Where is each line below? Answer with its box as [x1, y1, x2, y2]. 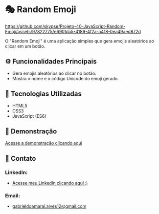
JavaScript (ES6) [12, 113, 46, 119]
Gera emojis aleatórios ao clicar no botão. [12, 70, 96, 76]
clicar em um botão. [5, 43, 45, 49]
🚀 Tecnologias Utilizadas [5, 90, 82, 98]
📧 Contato [5, 154, 36, 163]
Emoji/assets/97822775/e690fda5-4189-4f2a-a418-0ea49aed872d [5, 28, 141, 34]
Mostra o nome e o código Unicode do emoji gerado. [12, 75, 119, 81]
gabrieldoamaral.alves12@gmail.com [12, 203, 87, 209]
